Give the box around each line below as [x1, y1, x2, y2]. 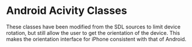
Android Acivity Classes [6, 4, 128, 17]
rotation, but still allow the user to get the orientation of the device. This [6, 29, 180, 36]
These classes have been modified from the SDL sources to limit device [6, 23, 181, 30]
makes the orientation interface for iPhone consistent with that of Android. [6, 35, 187, 42]
